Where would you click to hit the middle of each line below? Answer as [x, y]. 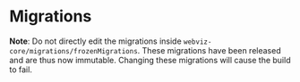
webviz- [197, 42]
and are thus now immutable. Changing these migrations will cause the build [150, 60]
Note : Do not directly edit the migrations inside [95, 41]
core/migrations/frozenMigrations [74, 51]
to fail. [21, 70]
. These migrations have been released [209, 50]
